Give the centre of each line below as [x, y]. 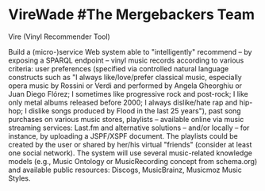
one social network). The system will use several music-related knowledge [130, 153]
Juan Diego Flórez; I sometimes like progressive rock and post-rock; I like [128, 94]
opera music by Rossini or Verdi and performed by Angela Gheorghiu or [125, 86]
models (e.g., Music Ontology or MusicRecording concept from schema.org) [133, 161]
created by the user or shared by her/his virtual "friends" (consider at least [130, 144]
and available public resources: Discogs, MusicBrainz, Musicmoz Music [125, 170]
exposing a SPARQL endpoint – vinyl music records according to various [126, 60]
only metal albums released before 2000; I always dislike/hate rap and [123, 102]
